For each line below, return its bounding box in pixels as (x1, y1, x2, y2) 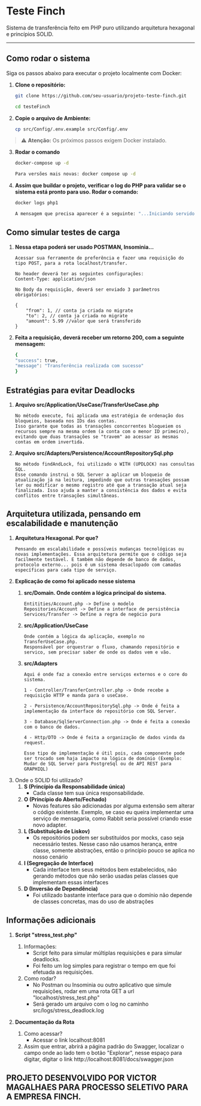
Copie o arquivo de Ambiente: (14, 114, 91, 121)
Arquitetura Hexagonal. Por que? (14, 534, 99, 541)
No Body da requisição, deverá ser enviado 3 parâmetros (14, 287, 160, 293)
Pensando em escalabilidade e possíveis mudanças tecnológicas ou (14, 545, 184, 552)
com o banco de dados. (23, 724, 81, 730)
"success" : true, (14, 357, 59, 363)
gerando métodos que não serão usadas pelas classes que (32, 872, 178, 880)
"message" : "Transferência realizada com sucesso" (14, 363, 144, 369)
